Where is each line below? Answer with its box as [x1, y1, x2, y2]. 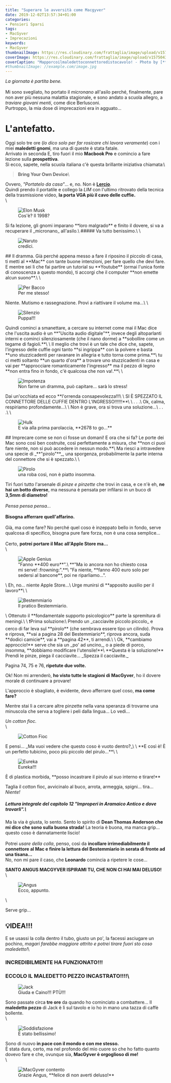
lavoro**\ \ [5, 588, 27, 594]
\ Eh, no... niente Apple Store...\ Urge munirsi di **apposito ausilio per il [5, 582, 154, 588]
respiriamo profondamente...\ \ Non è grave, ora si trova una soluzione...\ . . [5, 404, 163, 410]
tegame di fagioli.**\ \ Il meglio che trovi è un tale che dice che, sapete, [5, 341, 154, 347]
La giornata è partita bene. [5, 78, 62, 84]
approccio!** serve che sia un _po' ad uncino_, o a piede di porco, [5, 642, 145, 648]
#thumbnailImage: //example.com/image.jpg [5, 64, 97, 69]
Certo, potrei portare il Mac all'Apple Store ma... [5, 541, 108, 547]
